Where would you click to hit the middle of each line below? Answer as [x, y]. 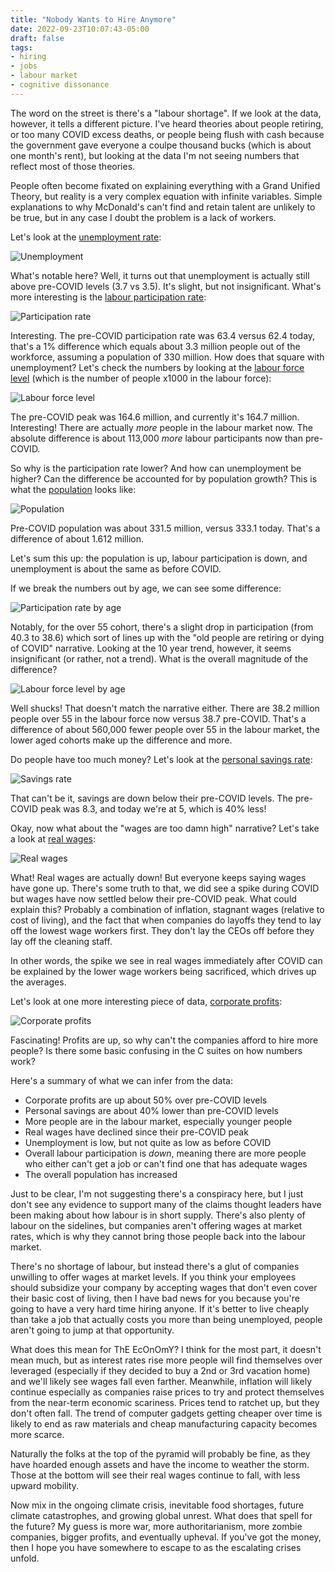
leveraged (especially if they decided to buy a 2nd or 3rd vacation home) [160, 1370]
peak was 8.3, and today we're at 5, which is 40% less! [153, 808]
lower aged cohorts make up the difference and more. [121, 740]
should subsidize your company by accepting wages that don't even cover [164, 1287]
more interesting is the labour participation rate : [108, 297]
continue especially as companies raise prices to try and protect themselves [167, 1392]
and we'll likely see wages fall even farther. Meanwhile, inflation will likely [161, 1381]
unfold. [25, 1558]
